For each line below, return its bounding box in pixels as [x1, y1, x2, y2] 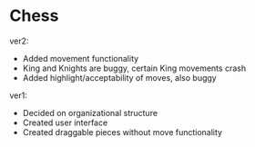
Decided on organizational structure [22, 107, 158, 118]
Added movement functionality [22, 53, 139, 64]
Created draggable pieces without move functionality [22, 126, 223, 137]
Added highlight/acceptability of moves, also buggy [22, 72, 217, 83]
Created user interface [22, 117, 108, 128]
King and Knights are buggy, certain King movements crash [22, 63, 247, 73]
